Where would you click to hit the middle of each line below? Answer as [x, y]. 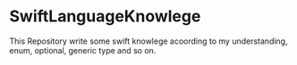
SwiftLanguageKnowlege [105, 16]
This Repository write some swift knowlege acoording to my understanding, [148, 41]
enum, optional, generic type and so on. [83, 50]
